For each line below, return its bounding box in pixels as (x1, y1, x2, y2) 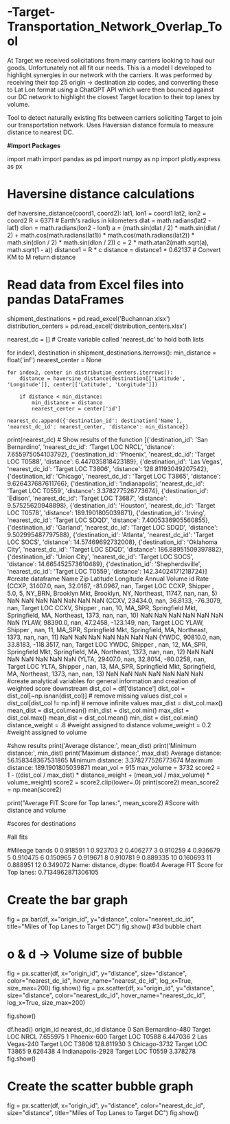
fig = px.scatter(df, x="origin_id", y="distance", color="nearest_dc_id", (7, 1101, 205, 1110)
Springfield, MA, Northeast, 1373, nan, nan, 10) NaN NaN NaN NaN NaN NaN (7, 611, 224, 619)
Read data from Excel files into (7, 277, 184, 293)
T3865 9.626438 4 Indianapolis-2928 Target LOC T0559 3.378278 (7, 1047, 196, 1055)
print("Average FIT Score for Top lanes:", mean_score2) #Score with (7, 798, 199, 806)
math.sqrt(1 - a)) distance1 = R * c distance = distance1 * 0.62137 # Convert (7, 245, 221, 253)
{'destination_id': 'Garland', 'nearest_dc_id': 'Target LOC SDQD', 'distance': (7, 523, 218, 531)
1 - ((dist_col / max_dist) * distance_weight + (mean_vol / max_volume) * (7, 771, 210, 779)
